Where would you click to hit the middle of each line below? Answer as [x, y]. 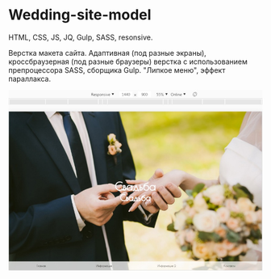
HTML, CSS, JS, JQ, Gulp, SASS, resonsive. [81, 37]
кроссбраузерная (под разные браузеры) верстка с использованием [128, 61]
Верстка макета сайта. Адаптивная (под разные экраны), [108, 53]
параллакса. [29, 78]
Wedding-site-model [80, 15]
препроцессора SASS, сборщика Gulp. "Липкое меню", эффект [117, 70]
